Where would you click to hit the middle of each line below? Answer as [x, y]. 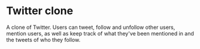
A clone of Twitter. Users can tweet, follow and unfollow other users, [91, 27]
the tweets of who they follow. [43, 40]
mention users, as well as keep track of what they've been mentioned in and [100, 33]
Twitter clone [40, 11]
